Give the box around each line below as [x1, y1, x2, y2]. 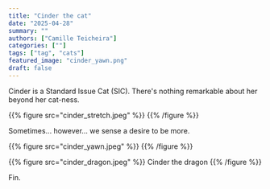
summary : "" [8, 27, 48, 35]
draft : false [8, 64, 52, 72]
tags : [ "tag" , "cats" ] [8, 49, 85, 57]
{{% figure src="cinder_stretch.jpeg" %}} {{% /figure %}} [8, 110, 199, 120]
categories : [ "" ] [8, 42, 67, 50]
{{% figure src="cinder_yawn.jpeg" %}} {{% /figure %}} [8, 142, 193, 151]
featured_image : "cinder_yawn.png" [8, 57, 128, 65]
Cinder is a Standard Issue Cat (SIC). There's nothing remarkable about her [8, 86, 258, 96]
